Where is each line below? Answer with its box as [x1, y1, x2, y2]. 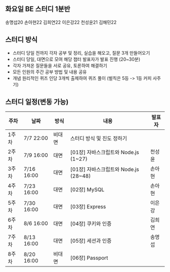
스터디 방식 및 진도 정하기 [70, 135, 127, 142]
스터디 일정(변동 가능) [5, 98, 69, 106]
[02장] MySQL [70, 186, 105, 193]
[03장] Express [70, 203, 106, 210]
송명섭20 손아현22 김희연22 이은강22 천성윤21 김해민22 [5, 19, 117, 25]
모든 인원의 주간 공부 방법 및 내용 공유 [12, 69, 87, 75]
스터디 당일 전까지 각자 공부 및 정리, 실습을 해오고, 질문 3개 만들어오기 [12, 50, 150, 56]
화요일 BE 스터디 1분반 [5, 5, 71, 14]
